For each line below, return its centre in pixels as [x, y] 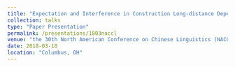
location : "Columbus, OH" [45, 53]
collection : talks [34, 20]
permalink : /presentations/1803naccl [62, 33]
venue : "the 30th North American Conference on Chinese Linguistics [109, 40]
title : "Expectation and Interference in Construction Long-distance [111, 14]
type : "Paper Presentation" [48, 27]
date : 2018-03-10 [33, 46]
